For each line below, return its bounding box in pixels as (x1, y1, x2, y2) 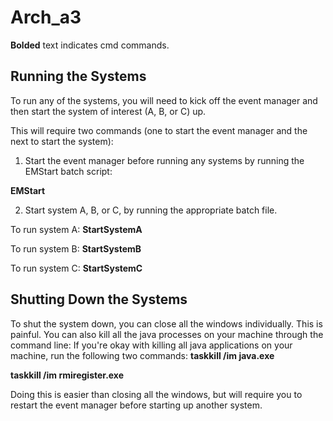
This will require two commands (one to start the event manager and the (10, 124, 308, 136)
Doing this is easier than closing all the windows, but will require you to (10, 388, 303, 400)
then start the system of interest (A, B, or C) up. (10, 105, 207, 117)
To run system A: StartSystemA (10, 223, 143, 235)
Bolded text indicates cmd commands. (10, 39, 170, 51)
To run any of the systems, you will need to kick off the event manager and (10, 94, 318, 106)
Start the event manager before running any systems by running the (24, 154, 305, 166)
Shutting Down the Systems (10, 291, 188, 308)
